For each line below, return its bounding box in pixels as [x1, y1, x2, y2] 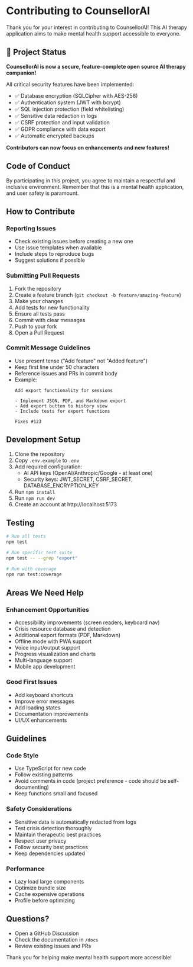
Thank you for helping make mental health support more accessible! [6, 953, 172, 960]
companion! [6, 69, 37, 76]
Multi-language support [14, 657, 73, 664]
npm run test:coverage [6, 571, 62, 577]
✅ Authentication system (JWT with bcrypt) [14, 99, 121, 106]
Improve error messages [14, 698, 75, 705]
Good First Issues [6, 678, 58, 686]
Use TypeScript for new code [14, 765, 87, 772]
